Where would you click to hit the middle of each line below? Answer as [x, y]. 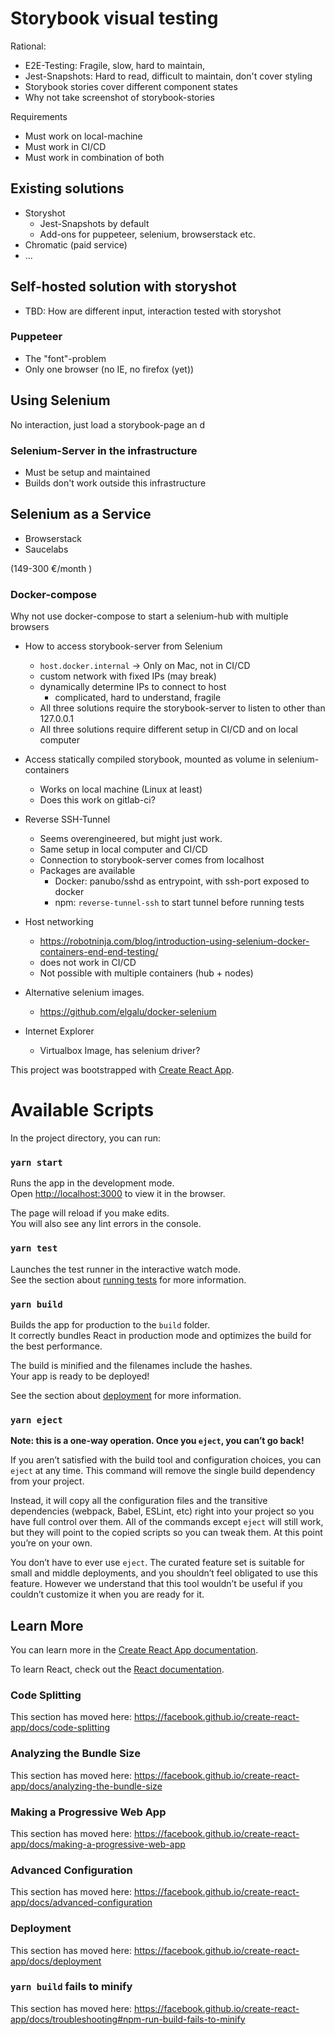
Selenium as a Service [81, 514]
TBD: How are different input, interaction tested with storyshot [153, 311]
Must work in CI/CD [65, 146]
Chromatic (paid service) [76, 244]
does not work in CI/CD [88, 963]
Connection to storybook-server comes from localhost [152, 860]
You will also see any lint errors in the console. [106, 1224]
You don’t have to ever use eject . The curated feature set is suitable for [157, 1563]
